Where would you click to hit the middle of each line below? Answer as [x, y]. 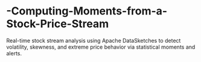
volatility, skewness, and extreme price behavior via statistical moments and [101, 47]
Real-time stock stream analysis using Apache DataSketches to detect [94, 40]
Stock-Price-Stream [58, 24]
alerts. [14, 53]
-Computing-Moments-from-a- [87, 11]
